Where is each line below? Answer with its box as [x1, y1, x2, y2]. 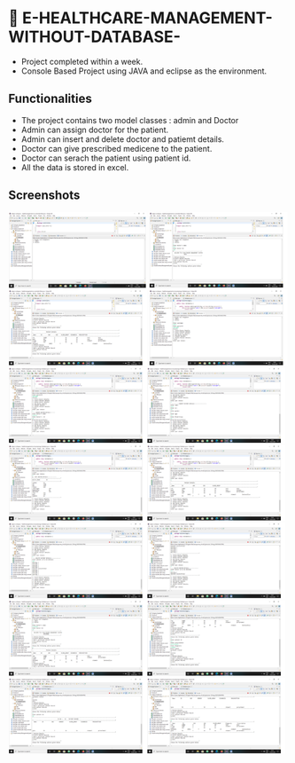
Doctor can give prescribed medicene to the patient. [20, 143, 213, 153]
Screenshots [8, 188, 81, 203]
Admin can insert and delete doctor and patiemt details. [20, 133, 225, 145]
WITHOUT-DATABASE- [8, 27, 181, 47]
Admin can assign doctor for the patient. [20, 124, 169, 135]
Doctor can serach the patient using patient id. [20, 153, 191, 163]
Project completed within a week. [20, 56, 144, 67]
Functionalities [8, 91, 92, 106]
